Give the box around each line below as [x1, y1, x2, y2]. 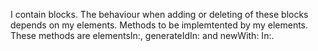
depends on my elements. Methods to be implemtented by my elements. [10, 19, 309, 31]
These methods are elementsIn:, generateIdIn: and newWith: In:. [10, 30, 275, 41]
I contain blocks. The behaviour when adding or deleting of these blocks [10, 9, 309, 20]
